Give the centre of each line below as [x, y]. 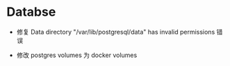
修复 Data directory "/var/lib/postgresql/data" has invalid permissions [116, 32]
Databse [31, 12]
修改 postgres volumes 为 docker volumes [77, 55]
